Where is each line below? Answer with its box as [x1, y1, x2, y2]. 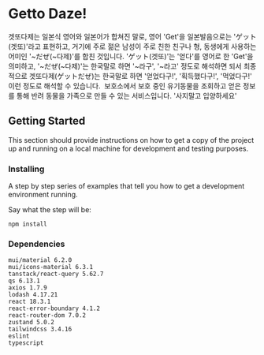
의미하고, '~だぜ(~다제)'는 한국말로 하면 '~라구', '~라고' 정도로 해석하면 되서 [8, 61, 242, 71]
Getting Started [8, 114, 86, 128]
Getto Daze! [8, 5, 87, 23]
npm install [8, 220, 47, 229]
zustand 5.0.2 [8, 319, 55, 327]
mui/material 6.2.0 [8, 256, 73, 264]
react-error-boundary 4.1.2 [8, 305, 101, 312]
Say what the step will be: [8, 205, 92, 215]
